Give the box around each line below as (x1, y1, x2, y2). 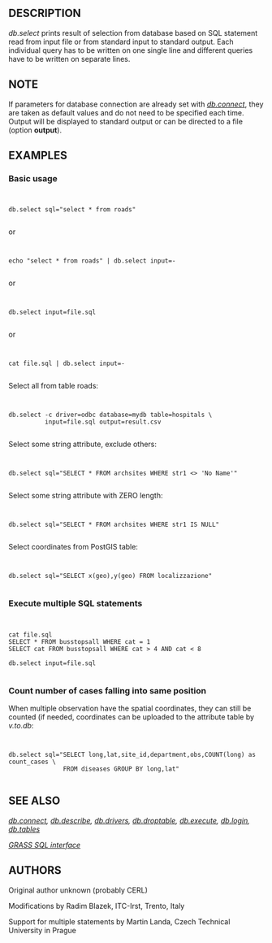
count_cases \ (8, 758, 57, 766)
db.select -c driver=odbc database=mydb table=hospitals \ (8, 411, 213, 419)
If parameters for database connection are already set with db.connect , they (8, 99, 264, 109)
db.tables (8, 824, 41, 834)
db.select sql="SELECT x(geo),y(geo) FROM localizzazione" (8, 572, 213, 580)
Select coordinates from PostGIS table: (8, 542, 138, 552)
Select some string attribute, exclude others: (8, 439, 157, 450)
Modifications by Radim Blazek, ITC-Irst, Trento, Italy (8, 901, 185, 910)
